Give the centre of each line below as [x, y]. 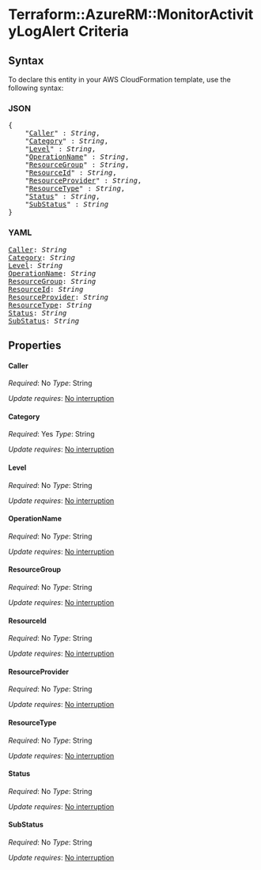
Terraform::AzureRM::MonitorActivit [131, 15]
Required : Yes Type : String [51, 434]
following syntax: [36, 88]
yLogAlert [42, 31]
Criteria [103, 31]
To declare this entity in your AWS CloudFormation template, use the [119, 79]
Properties [35, 345]
